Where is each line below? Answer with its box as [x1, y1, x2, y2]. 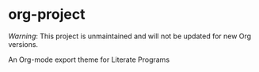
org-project [8, 5, 86, 23]
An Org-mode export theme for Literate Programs [8, 55, 170, 64]
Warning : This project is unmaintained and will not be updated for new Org [8, 31, 252, 41]
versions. [8, 39, 38, 49]
